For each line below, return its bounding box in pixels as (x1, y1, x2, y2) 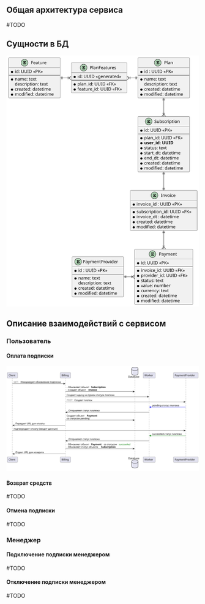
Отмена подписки (6, 507, 55, 514)
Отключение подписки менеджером (6, 578, 106, 586)
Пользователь (6, 337, 51, 345)
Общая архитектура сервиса (6, 5, 124, 15)
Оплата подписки (6, 352, 54, 359)
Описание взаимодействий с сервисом (6, 319, 166, 329)
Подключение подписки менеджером (6, 551, 110, 558)
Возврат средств (6, 479, 52, 487)
